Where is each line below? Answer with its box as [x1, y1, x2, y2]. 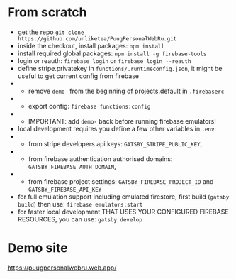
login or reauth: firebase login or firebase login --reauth [17, 56, 191, 65]
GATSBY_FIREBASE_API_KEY [28, 186, 102, 193]
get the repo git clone [17, 28, 84, 36]
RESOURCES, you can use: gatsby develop [17, 214, 143, 224]
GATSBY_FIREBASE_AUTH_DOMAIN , [28, 162, 116, 170]
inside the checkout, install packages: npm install [17, 41, 165, 50]
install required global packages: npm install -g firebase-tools [17, 49, 207, 58]
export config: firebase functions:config [28, 102, 151, 110]
